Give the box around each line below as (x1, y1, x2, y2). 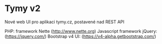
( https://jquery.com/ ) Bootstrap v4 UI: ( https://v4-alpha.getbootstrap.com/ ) (4, 33, 157, 39)
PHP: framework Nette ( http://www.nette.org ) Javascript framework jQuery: (4, 28, 158, 34)
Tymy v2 (4, 3, 41, 14)
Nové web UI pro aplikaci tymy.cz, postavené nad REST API (4, 19, 125, 25)
